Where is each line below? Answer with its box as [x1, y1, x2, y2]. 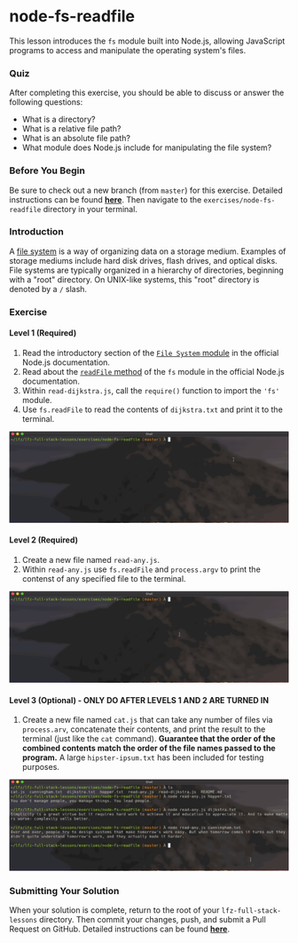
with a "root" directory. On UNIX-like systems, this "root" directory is [9, 273, 260, 285]
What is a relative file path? [21, 123, 122, 134]
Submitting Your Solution [9, 884, 120, 897]
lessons [9, 916, 38, 925]
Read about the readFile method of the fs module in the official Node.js [21, 366, 286, 376]
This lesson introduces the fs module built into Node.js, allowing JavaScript [9, 36, 286, 46]
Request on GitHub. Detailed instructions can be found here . [9, 923, 231, 934]
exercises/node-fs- [203, 195, 276, 205]
